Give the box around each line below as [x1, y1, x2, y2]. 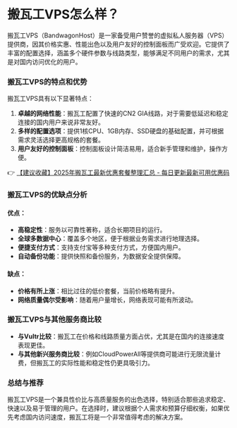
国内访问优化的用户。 [19, 57, 82, 66]
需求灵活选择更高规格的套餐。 [17, 135, 104, 145]
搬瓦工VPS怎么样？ [7, 6, 120, 23]
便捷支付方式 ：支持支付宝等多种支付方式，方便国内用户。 [17, 243, 185, 252]
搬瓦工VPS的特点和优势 [7, 77, 87, 87]
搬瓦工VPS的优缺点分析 [7, 190, 87, 200]
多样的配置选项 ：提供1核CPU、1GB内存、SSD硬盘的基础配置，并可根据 [17, 127, 224, 135]
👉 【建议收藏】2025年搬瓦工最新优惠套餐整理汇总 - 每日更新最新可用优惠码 [7, 169, 230, 177]
